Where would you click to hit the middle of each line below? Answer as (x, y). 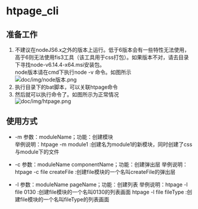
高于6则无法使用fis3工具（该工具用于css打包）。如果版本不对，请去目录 (102, 57)
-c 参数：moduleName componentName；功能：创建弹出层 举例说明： (101, 164)
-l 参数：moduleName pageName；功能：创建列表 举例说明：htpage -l (101, 184)
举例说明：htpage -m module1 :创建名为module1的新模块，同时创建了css (103, 144)
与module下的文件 (37, 152)
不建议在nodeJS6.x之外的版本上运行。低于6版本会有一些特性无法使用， (102, 50)
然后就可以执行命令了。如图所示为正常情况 (67, 94)
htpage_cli (33, 11)
